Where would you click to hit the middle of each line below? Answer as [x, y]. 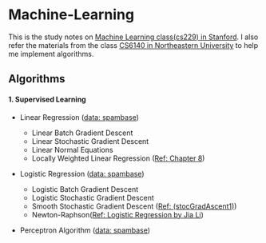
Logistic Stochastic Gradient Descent [93, 197]
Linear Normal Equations [72, 149]
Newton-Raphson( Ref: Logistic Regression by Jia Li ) [117, 214]
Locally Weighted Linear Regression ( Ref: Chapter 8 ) [118, 158]
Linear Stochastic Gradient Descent [90, 141]
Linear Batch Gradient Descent [82, 133]
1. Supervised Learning [47, 99]
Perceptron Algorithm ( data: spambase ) [85, 230]
